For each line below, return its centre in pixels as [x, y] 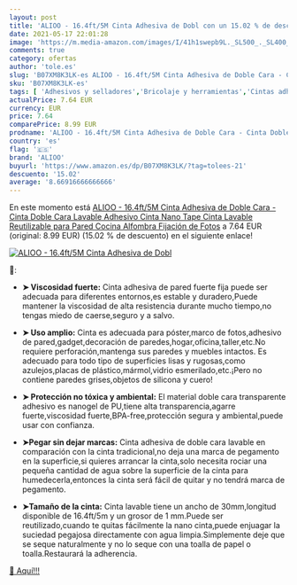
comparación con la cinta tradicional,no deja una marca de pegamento [151, 452]
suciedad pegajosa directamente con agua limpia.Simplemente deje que [153, 535]
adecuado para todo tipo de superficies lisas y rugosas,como [133, 361]
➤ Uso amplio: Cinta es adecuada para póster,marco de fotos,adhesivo [152, 332]
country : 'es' [35, 141]
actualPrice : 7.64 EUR [51, 100]
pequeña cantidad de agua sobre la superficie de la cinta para [135, 471]
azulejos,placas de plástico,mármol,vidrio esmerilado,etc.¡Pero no [142, 370]
